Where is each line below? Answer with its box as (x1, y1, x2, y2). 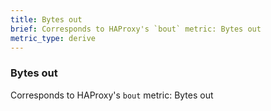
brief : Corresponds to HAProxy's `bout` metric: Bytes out (10, 24, 262, 34)
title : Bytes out (10, 14, 83, 25)
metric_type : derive (10, 33, 97, 43)
